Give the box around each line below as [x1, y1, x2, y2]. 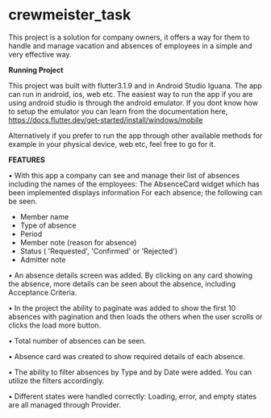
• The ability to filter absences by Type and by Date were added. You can [8, 367, 252, 377]
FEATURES [8, 155, 46, 165]
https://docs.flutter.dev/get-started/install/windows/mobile [8, 115, 203, 124]
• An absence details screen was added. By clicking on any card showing [8, 270, 252, 280]
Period [19, 228, 43, 239]
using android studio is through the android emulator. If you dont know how [8, 98, 258, 107]
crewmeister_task [8, 6, 131, 24]
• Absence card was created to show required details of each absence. [8, 351, 246, 361]
